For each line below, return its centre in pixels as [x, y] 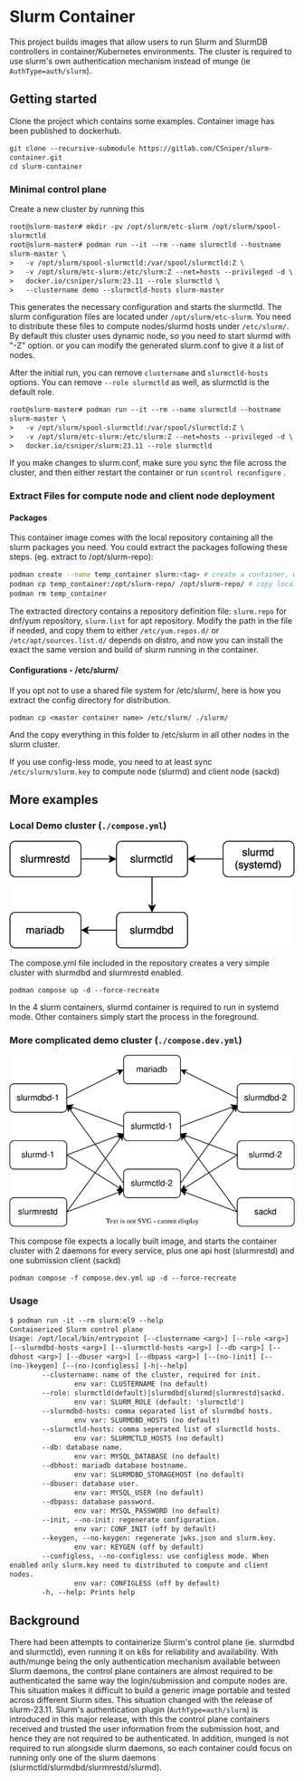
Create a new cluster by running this [77, 209]
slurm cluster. [35, 744]
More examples [54, 800]
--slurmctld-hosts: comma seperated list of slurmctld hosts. [161, 1429]
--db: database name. [83, 1447]
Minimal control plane [58, 189]
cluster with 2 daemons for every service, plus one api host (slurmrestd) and [152, 1250]
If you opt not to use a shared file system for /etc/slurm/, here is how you [145, 690]
